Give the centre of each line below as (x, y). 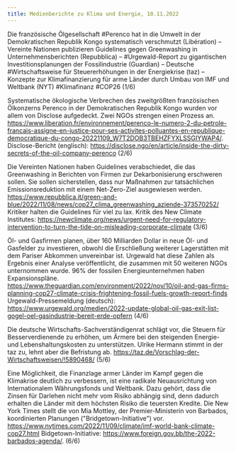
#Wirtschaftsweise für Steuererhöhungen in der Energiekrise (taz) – (106, 71)
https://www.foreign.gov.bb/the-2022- (159, 433)
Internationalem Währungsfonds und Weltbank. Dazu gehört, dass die (109, 388)
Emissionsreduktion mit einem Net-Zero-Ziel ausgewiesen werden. (105, 189)
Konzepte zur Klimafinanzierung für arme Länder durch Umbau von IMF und (118, 79)
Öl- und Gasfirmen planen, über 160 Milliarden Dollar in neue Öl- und (108, 241)
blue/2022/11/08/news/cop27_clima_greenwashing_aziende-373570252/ (113, 204)
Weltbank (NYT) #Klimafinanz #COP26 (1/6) (72, 86)
